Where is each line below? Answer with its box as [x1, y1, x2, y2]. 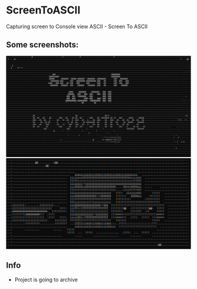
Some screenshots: [6, 40, 79, 50]
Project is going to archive [14, 276, 78, 283]
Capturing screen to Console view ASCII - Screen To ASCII [6, 23, 148, 30]
